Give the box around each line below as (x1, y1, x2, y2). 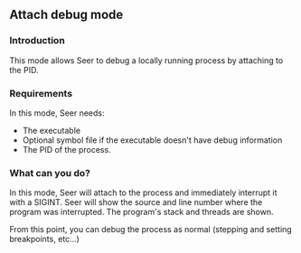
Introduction (9, 34, 65, 47)
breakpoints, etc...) (9, 234, 80, 245)
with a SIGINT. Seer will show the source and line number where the (9, 197, 263, 208)
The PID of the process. (22, 144, 111, 155)
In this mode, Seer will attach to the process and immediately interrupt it (9, 187, 277, 198)
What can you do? (9, 166, 91, 179)
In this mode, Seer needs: (9, 108, 106, 118)
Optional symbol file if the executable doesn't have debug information (22, 135, 283, 145)
